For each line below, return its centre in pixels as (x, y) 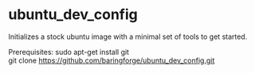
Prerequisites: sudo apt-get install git (69, 52)
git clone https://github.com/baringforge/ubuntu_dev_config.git (112, 60)
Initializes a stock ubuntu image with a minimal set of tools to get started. (128, 36)
